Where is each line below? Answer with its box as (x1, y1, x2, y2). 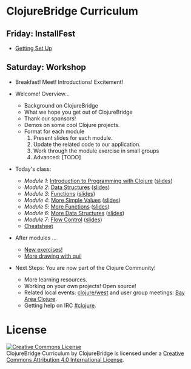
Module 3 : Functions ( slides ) (24, 190, 96, 197)
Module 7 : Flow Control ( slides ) (24, 216, 102, 223)
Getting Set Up (15, 44, 53, 52)
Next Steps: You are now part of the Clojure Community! (15, 264, 156, 271)
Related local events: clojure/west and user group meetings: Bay (24, 289, 185, 296)
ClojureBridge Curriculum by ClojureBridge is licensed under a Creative (6, 350, 184, 357)
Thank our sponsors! (24, 114, 76, 122)
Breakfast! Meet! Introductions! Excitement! (15, 78, 124, 86)
